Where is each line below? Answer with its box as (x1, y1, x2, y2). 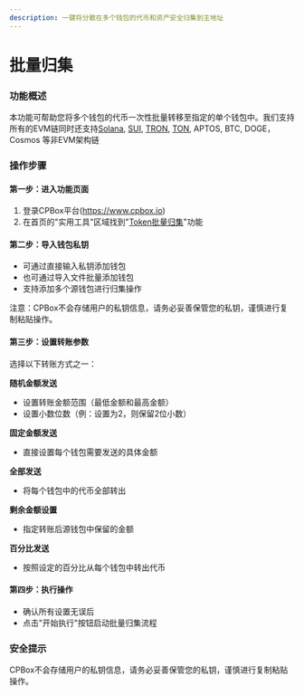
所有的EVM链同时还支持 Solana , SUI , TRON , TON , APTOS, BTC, (9, 123, 242, 134)
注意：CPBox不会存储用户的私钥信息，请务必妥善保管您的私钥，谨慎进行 (9, 302, 280, 313)
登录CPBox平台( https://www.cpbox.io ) (22, 205, 166, 216)
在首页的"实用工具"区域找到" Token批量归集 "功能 (22, 216, 204, 227)
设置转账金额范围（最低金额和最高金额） (22, 396, 174, 407)
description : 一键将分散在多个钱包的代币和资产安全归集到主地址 (9, 13, 224, 23)
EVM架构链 (57, 135, 100, 146)
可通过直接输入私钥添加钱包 (22, 261, 127, 271)
